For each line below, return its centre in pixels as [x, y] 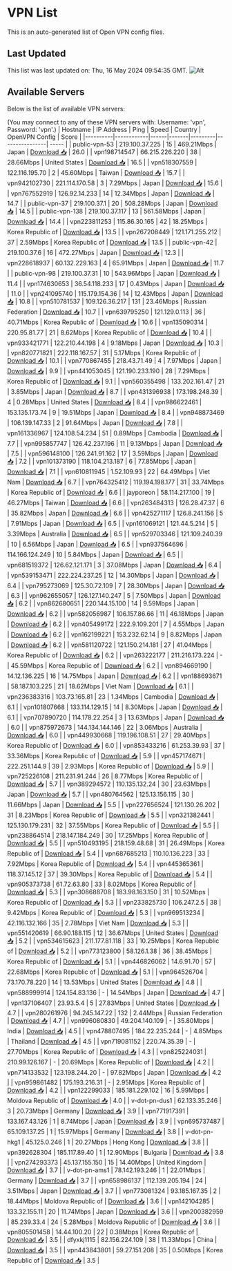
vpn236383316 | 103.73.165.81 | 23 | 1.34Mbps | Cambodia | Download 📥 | [113, 697]
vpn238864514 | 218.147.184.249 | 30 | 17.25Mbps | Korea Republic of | [108, 835]
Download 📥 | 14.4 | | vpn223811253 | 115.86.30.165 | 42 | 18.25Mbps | [107, 221]
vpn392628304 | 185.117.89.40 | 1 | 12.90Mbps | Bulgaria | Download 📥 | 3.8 [116, 1152]
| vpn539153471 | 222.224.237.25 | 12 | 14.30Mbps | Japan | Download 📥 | [113, 575]
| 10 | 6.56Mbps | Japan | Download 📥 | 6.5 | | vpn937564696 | [97, 544]
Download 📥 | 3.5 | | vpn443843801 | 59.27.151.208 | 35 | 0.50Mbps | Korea [115, 1250]
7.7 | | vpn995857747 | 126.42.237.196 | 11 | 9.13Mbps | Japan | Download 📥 [115, 443]
